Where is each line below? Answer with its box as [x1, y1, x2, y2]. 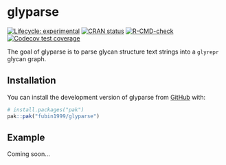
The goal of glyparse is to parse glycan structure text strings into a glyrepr [7, 47, 219, 56]
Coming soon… [7, 150, 50, 158]
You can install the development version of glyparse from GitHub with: [7, 93, 206, 101]
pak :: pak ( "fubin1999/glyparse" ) [7, 113, 100, 120]
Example [7, 131, 45, 143]
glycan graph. [7, 54, 47, 63]
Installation [7, 75, 56, 87]
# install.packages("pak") [7, 106, 84, 113]
